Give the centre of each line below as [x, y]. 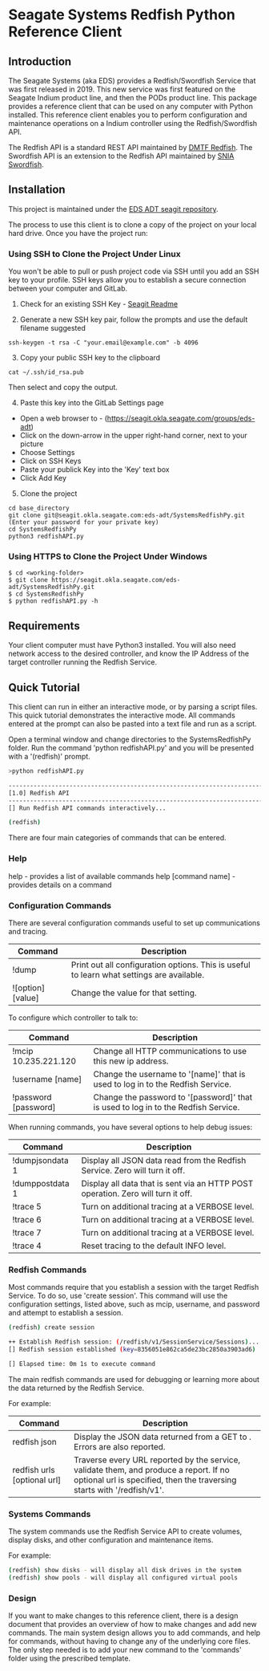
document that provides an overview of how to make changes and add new [133, 1624]
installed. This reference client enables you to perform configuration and [128, 115]
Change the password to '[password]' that [173, 1097]
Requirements [44, 626]
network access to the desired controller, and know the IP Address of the [129, 654]
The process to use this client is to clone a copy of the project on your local [132, 224]
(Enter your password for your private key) [84, 522]
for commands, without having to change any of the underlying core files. [129, 1641]
